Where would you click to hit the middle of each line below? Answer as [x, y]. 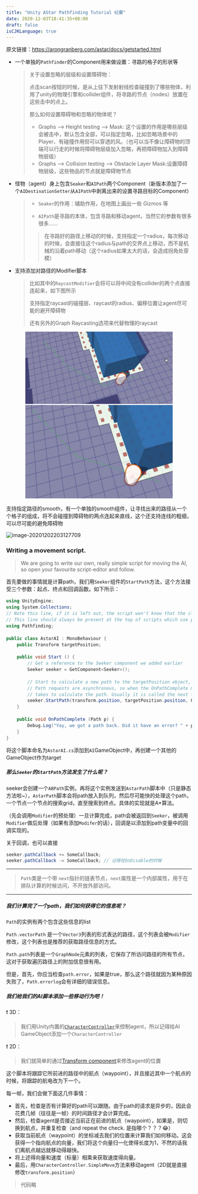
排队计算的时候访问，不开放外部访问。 [67, 886]
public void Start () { [46, 657]
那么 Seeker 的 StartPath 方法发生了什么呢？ [57, 772]
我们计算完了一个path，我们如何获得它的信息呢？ [66, 905]
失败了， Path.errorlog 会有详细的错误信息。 [60, 982]
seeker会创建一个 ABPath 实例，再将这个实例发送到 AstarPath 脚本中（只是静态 [99, 788]
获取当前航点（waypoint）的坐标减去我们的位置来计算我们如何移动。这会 [103, 1136]
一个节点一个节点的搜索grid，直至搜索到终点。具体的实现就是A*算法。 [92, 803]
